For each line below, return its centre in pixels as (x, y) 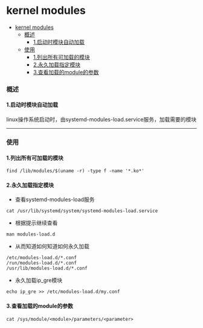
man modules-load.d (31, 234)
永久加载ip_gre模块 (38, 280)
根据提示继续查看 (36, 223)
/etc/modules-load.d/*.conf (42, 258)
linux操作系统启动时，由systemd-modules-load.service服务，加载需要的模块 (101, 120)
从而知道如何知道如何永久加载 (52, 246)
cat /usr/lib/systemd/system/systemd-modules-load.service (82, 211)
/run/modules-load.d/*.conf (42, 263)
